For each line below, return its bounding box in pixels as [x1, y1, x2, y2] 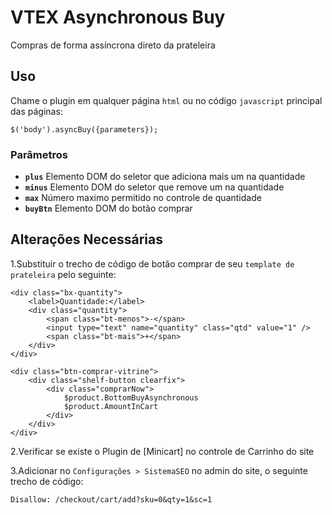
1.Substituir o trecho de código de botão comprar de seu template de [10, 257, 295, 270]
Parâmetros [10, 147, 68, 161]
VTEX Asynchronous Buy [10, 6, 226, 29]
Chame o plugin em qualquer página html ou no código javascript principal [10, 94, 323, 106]
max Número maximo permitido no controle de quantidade [24, 192, 262, 204]
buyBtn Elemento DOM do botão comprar [24, 202, 193, 215]
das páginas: [10, 105, 63, 117]
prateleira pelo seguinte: [10, 268, 117, 280]
